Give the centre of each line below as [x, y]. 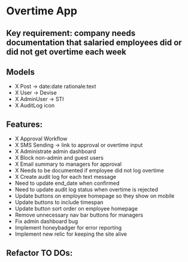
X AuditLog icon [35, 105]
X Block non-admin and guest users [59, 158]
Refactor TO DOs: [40, 253]
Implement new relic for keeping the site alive [71, 234]
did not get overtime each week [66, 52]
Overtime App [42, 11]
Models [20, 72]
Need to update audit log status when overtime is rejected [87, 190]
